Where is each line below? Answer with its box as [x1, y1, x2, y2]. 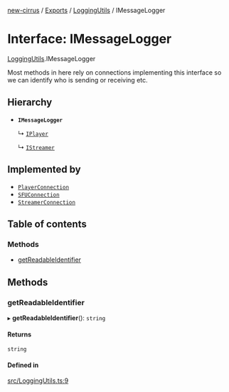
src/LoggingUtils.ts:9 [7, 376, 69, 385]
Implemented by [7, 164, 81, 176]
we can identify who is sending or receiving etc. [7, 75, 148, 84]
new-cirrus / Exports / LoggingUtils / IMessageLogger [7, 6, 166, 14]
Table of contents [7, 218, 87, 230]
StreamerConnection [17, 198, 76, 206]
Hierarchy [7, 96, 53, 109]
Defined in [7, 361, 39, 369]
